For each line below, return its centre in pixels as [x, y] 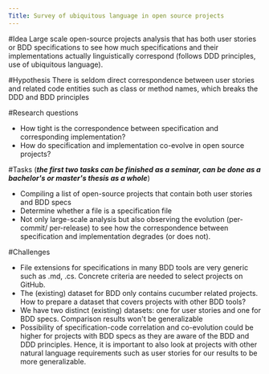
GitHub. [33, 284]
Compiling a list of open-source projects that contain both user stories [136, 193]
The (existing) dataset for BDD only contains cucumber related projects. [139, 293]
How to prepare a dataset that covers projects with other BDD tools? [133, 302]
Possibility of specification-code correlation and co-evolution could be [137, 327]
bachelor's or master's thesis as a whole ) [79, 178]
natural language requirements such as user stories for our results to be [139, 353]
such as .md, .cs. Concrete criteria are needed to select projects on [131, 276]
